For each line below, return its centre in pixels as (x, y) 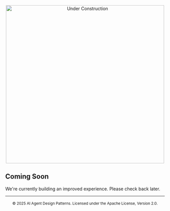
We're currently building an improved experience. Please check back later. (83, 189)
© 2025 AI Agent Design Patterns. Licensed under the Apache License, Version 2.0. (85, 203)
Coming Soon (27, 177)
